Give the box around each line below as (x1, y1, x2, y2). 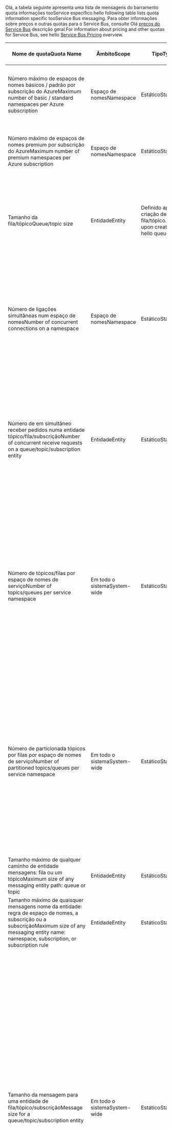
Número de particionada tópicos (8, 745, 85, 752)
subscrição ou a (8, 916, 47, 923)
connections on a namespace (8, 325, 79, 332)
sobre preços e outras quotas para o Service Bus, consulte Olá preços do (5, 21, 160, 27)
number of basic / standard (8, 95, 73, 101)
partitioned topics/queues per (8, 764, 79, 771)
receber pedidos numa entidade (8, 427, 85, 433)
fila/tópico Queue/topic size (8, 220, 73, 227)
